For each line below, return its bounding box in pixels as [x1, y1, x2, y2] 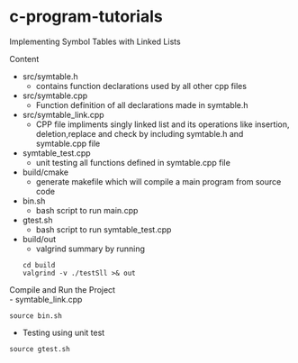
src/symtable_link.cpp [22, 109, 105, 120]
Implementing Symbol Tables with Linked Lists [9, 36, 182, 47]
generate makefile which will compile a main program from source [35, 176, 282, 186]
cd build [22, 260, 56, 269]
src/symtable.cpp [22, 90, 88, 101]
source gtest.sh [9, 344, 70, 353]
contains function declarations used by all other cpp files [35, 80, 248, 91]
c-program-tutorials [9, 6, 164, 27]
